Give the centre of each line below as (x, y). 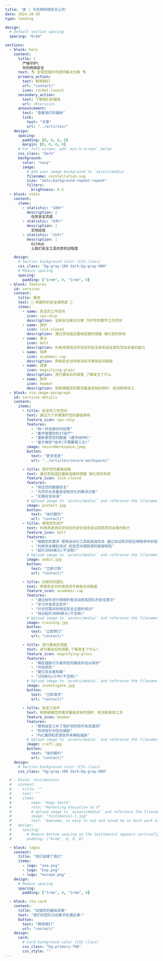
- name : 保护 (35, 325)
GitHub (38, 244)
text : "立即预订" (47, 632)
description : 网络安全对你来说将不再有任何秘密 (70, 361)
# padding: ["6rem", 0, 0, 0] (46, 839)
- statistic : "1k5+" (43, 235)
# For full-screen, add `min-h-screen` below (65, 149)
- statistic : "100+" (43, 208)
